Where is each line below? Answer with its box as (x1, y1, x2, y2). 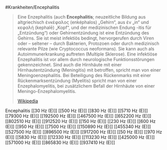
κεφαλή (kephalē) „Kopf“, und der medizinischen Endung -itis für (17, 24, 151, 30)
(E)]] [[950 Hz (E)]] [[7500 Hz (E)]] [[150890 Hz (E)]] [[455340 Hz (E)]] (5, 123, 151, 129)
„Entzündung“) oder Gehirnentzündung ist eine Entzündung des (17, 30, 149, 35)
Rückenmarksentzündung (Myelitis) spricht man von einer (17, 77, 137, 83)
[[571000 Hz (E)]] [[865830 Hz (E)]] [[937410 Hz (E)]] (5, 139, 115, 145)
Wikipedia (17, 98, 38, 104)
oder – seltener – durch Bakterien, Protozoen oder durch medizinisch (17, 40, 159, 46)
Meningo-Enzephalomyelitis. (17, 88, 76, 94)
